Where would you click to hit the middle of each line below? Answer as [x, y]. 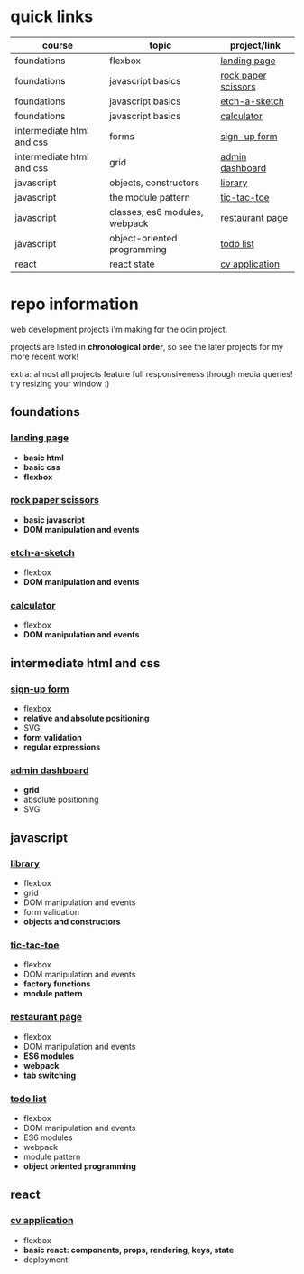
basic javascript [54, 519]
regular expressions [62, 747]
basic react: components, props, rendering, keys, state [129, 1250]
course [58, 45]
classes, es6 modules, [156, 212]
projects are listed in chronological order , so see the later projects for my [147, 346]
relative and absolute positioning [86, 718]
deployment [46, 1260]
